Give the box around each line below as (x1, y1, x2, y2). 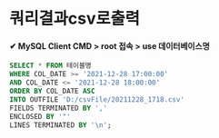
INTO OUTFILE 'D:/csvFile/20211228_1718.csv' (9, 94, 184, 104)
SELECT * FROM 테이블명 (9, 61, 93, 71)
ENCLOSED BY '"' (9, 112, 71, 121)
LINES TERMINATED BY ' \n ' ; (9, 120, 112, 130)
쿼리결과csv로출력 (9, 8, 141, 29)
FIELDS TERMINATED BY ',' (9, 103, 107, 113)
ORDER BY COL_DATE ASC (9, 87, 95, 96)
